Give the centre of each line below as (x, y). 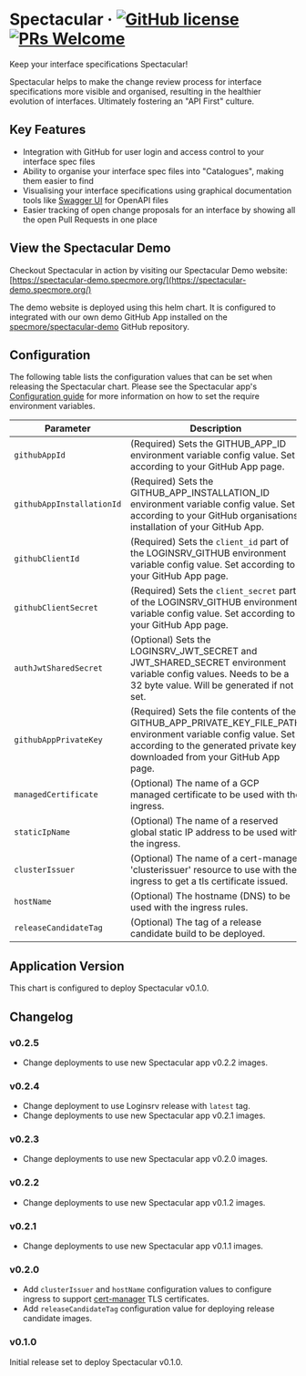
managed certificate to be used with (208, 795)
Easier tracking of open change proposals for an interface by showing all (159, 210)
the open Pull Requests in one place (90, 220)
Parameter (67, 428)
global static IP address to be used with (214, 832)
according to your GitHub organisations (214, 516)
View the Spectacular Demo (90, 248)
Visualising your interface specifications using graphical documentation (157, 190)
